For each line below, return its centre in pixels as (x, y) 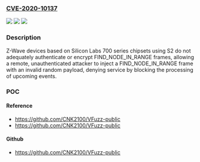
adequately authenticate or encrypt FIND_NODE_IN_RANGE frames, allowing (100, 57)
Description (24, 38)
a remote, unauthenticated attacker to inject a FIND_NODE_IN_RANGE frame (100, 63)
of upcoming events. (31, 76)
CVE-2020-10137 (32, 8)
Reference (19, 106)
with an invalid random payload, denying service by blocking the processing (100, 69)
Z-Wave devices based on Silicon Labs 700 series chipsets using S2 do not (99, 51)
